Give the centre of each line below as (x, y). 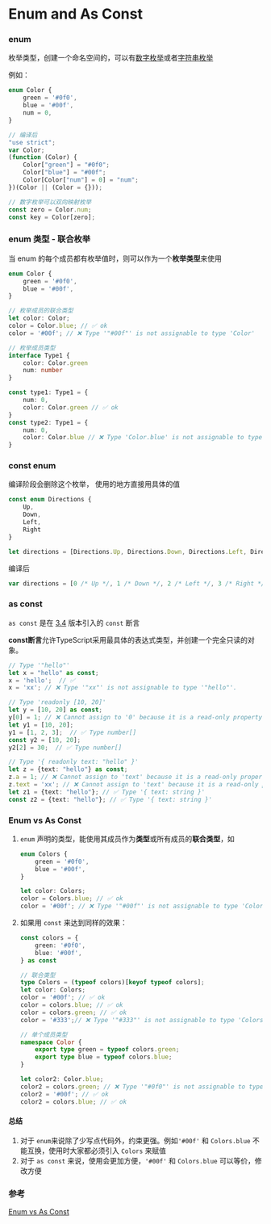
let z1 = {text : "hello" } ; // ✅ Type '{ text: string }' (107, 792)
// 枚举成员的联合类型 (41, 311)
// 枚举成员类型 (32, 348)
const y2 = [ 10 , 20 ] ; (45, 740)
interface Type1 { (39, 355)
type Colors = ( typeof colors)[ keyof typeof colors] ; (112, 983)
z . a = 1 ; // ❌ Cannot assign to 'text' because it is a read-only (123, 777)
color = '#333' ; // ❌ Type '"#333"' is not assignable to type (127, 1020)
